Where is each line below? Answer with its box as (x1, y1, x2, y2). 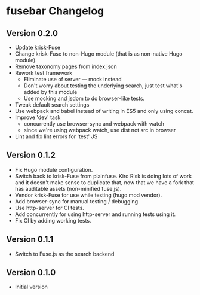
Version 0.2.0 (6, 28, 59, 38)
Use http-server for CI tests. (14, 204, 85, 211)
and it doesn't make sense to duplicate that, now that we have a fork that (14, 178, 194, 186)
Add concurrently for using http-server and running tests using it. (14, 211, 176, 218)
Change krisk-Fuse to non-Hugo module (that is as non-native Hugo (14, 50, 183, 57)
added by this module (23, 89, 78, 95)
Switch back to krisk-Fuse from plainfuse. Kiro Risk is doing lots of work (14, 172, 192, 180)
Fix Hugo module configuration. (14, 166, 93, 173)
